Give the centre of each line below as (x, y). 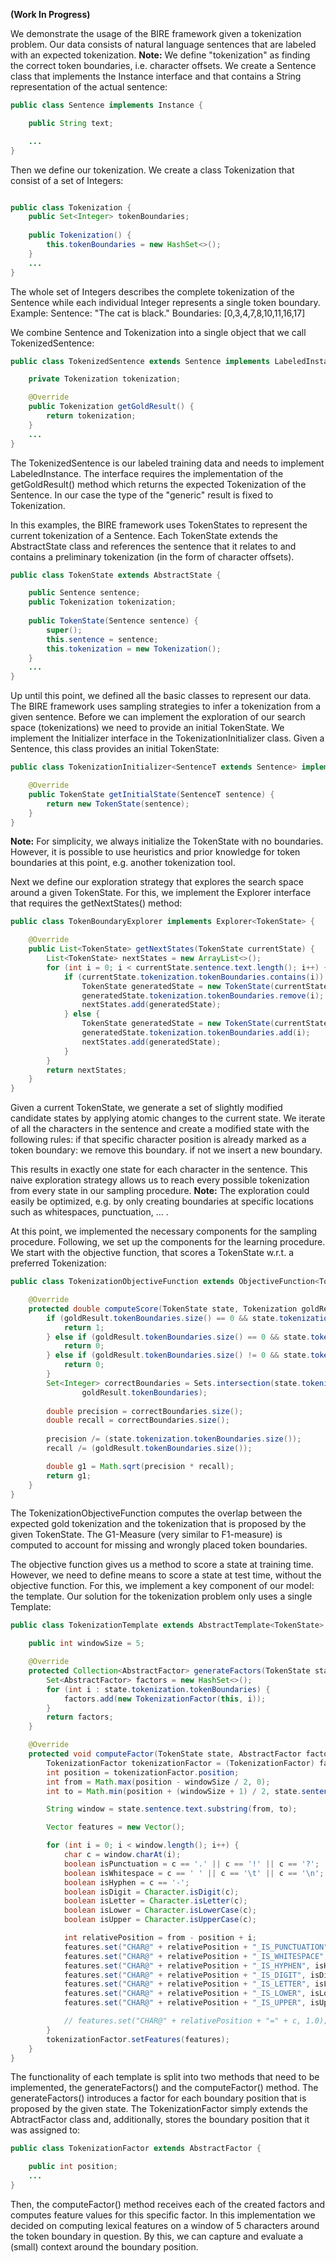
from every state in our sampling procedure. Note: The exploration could (160, 1191)
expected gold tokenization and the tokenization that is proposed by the (158, 1524)
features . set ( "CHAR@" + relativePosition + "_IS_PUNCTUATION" (196, 1947)
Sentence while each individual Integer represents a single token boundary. (165, 302)
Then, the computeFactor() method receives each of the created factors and (167, 2204)
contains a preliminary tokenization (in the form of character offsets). (152, 556)
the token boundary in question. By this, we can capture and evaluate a (157, 2236)
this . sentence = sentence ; (102, 639)
